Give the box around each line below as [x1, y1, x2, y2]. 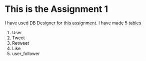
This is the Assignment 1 [4, 3, 108, 15]
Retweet [11, 40, 29, 46]
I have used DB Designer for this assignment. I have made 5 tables [4, 20, 141, 26]
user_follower [11, 51, 40, 57]
